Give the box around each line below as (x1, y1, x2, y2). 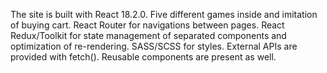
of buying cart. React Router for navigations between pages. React (10, 19, 285, 31)
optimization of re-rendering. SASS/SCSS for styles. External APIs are (10, 40, 298, 52)
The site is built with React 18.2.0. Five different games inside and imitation (10, 9, 318, 20)
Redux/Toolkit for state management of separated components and (10, 30, 287, 41)
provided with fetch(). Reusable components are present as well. (10, 51, 277, 63)
